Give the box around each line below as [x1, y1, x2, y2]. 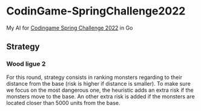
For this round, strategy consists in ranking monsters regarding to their [6, 74, 183, 81]
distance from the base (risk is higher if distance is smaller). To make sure [6, 80, 191, 87]
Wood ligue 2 [6, 60, 46, 68]
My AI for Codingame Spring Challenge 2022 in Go [6, 24, 133, 31]
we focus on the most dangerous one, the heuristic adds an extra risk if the [6, 86, 194, 94]
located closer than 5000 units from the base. [6, 99, 120, 106]
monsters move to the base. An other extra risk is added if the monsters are [6, 92, 195, 100]
